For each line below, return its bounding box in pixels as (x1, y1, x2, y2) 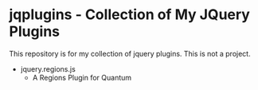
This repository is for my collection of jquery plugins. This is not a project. (9, 49, 251, 58)
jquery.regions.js (20, 64, 76, 73)
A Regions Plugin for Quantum (32, 72, 132, 82)
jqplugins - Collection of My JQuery (9, 6, 250, 24)
